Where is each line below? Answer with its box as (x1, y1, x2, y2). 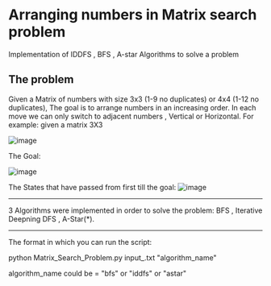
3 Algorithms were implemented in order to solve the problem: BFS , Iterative (8, 205, 263, 215)
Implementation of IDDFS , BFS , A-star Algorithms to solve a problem (8, 49, 240, 59)
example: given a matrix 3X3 (8, 119, 103, 130)
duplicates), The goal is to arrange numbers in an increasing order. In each (8, 102, 256, 112)
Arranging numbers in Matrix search (8, 6, 257, 24)
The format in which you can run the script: (8, 237, 152, 247)
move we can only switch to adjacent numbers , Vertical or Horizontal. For (8, 111, 254, 121)
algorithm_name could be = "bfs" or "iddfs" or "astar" (8, 268, 187, 278)
